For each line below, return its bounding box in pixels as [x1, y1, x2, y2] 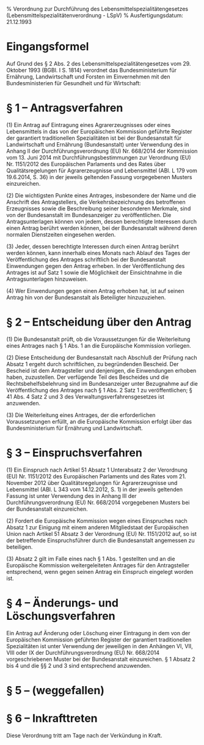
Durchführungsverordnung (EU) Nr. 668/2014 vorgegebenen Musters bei [6, 499, 190, 506]
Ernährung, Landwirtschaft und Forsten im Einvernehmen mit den [6, 73, 170, 80]
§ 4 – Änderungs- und [6, 596, 119, 609]
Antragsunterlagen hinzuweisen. [6, 275, 89, 283]
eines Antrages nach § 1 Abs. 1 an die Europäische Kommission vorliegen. [6, 342, 191, 349]
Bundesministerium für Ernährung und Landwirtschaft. [6, 424, 144, 432]
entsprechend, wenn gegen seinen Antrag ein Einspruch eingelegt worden [6, 568, 194, 575]
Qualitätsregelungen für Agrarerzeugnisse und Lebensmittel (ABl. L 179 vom [6, 167, 197, 174]
